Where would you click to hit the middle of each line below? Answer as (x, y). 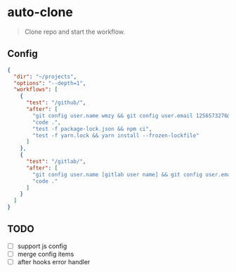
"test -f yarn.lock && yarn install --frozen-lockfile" (116, 135)
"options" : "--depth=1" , (50, 83)
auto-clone (40, 12)
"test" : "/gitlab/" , (56, 162)
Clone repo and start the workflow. (74, 32)
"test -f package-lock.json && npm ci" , (92, 129)
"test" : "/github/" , (56, 103)
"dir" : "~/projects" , (45, 77)
